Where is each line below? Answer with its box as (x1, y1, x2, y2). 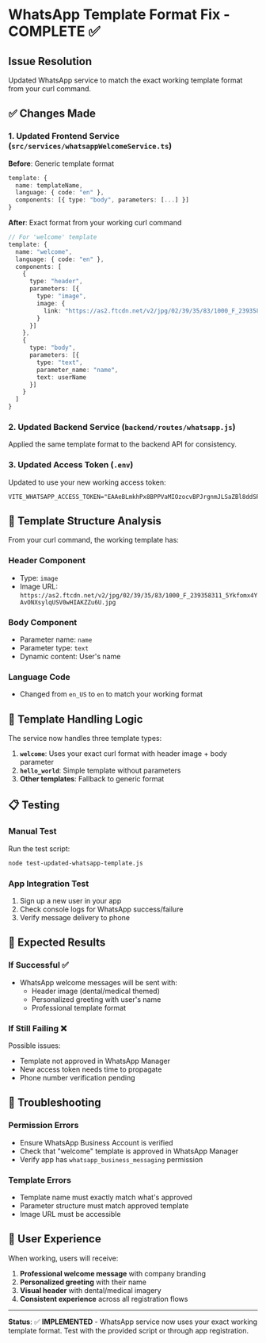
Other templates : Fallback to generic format (19, 774, 165, 784)
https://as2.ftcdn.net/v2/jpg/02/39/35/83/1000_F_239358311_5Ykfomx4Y (19, 591, 258, 600)
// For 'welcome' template (8, 233, 97, 241)
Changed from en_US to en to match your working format (19, 689, 203, 699)
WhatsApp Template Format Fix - (8, 6, 230, 24)
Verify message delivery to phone (19, 913, 131, 923)
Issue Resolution (8, 54, 93, 68)
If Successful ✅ (8, 960, 70, 971)
